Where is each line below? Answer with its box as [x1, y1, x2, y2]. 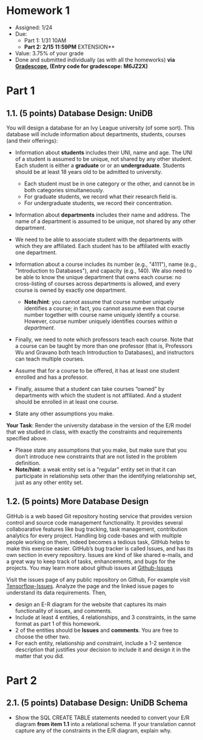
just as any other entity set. [15, 479, 84, 486]
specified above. [6, 434, 48, 441]
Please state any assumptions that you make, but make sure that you [15, 446, 187, 454]
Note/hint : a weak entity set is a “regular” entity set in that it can [15, 466, 176, 473]
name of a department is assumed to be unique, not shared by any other [15, 217, 196, 225]
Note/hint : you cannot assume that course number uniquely [24, 298, 175, 305]
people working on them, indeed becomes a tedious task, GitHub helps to [6, 538, 190, 545]
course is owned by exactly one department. [15, 286, 127, 294]
